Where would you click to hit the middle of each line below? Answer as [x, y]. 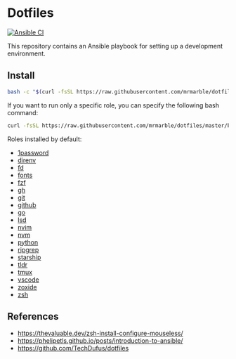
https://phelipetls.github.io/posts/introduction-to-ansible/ [100, 341]
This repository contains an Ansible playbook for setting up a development [115, 46]
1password [33, 152]
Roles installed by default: [45, 139]
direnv [27, 160]
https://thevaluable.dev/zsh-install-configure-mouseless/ [100, 333]
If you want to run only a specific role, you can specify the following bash [113, 105]
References [33, 316]
